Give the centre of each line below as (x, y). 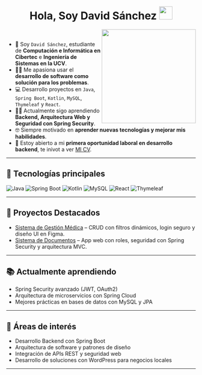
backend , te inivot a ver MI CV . (53, 149)
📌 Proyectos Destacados (53, 213)
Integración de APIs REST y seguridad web (68, 354)
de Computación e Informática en (58, 50)
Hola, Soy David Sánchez (93, 16)
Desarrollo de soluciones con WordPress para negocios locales (93, 360)
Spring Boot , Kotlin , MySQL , (48, 98)
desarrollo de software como (52, 76)
